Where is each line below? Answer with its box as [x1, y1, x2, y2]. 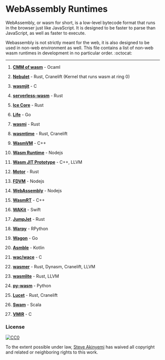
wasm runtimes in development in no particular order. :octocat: [5, 50, 133, 56]
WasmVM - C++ [12, 140, 47, 146]
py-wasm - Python [12, 283, 51, 288]
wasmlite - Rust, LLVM [12, 273, 59, 279]
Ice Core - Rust [12, 102, 44, 108]
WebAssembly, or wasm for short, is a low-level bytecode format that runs [5, 20, 156, 26]
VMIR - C [12, 311, 32, 317]
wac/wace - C [12, 254, 42, 260]
